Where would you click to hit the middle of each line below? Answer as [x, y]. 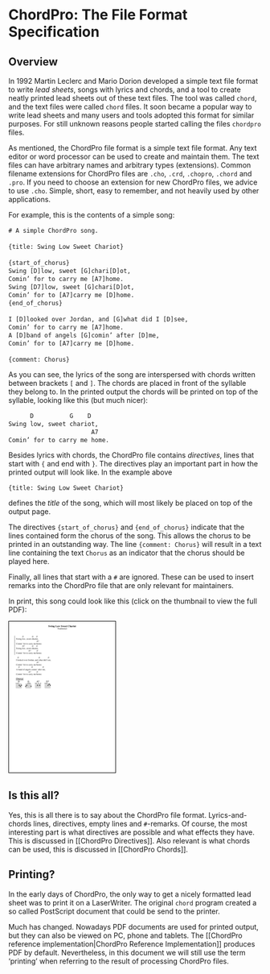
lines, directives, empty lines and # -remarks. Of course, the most [140, 823]
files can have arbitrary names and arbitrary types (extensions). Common [130, 165]
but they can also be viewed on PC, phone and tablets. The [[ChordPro [125, 935]
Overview [33, 62]
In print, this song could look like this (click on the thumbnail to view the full [133, 601]
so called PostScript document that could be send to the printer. [114, 911]
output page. [29, 512]
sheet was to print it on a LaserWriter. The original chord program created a [133, 902]
